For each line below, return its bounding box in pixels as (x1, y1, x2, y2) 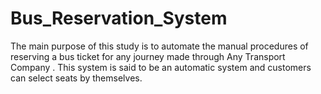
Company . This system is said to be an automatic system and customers (10, 61, 312, 73)
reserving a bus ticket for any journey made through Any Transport (10, 50, 286, 62)
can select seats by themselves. (10, 72, 143, 84)
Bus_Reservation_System (10, 7, 228, 30)
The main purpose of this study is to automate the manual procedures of (10, 40, 309, 52)
